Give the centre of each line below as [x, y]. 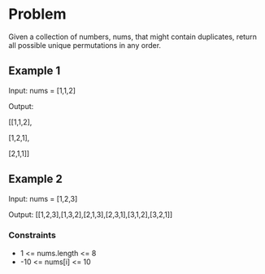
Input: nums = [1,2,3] [43, 198]
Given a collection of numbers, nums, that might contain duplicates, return [133, 37]
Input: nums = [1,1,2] [42, 90]
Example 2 [35, 179]
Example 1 [35, 71]
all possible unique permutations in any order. [85, 45]
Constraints [33, 235]
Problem [37, 14]
